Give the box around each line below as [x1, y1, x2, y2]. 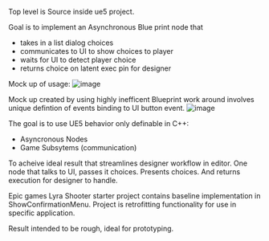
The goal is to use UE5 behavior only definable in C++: [8, 119, 190, 128]
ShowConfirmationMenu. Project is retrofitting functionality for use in [8, 200, 237, 209]
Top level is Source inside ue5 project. [8, 7, 135, 16]
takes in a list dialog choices [19, 38, 114, 47]
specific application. [8, 208, 75, 218]
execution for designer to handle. [8, 176, 118, 185]
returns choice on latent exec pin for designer [19, 63, 171, 73]
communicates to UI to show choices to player [19, 47, 174, 55]
